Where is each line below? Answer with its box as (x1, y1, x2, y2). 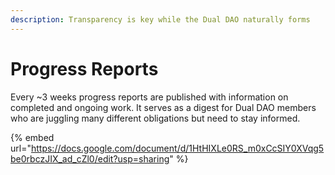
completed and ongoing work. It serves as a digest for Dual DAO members (10, 101, 317, 113)
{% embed (10, 131, 55, 143)
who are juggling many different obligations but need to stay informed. (10, 112, 301, 124)
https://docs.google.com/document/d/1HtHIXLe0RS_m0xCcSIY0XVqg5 (30, 142, 325, 154)
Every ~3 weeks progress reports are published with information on (10, 91, 289, 103)
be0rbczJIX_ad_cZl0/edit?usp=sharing (10, 152, 170, 165)
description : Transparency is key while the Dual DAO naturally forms (10, 14, 311, 25)
